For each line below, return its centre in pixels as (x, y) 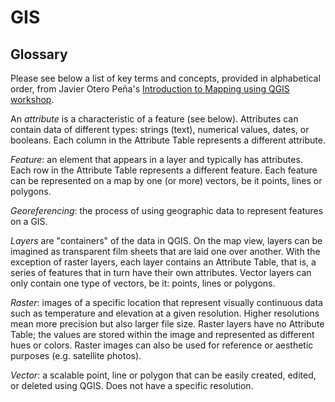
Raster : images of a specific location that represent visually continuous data (166, 302)
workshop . (32, 99)
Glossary (39, 54)
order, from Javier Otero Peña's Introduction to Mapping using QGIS (150, 89)
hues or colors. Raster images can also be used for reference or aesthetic (162, 345)
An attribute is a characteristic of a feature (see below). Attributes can (154, 119)
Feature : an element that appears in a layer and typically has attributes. (156, 159)
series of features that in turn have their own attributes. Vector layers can (161, 272)
